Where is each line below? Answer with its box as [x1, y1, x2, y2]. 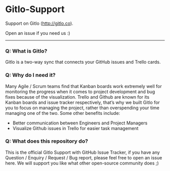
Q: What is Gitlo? [5, 47, 48, 54]
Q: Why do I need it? [5, 72, 56, 79]
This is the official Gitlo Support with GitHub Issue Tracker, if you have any [5, 149, 160, 155]
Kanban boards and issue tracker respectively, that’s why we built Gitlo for [5, 99, 160, 105]
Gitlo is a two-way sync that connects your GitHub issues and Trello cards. [5, 59, 161, 65]
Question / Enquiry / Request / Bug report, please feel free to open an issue [5, 154, 162, 160]
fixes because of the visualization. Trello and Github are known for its [5, 94, 150, 100]
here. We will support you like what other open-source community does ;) [5, 160, 159, 166]
